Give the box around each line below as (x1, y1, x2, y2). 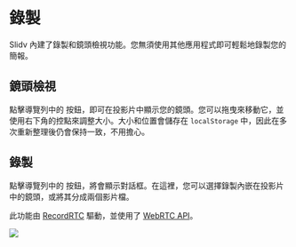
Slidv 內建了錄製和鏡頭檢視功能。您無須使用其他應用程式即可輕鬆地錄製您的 (9, 39, 287, 50)
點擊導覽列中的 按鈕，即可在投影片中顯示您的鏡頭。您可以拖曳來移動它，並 (9, 104, 284, 115)
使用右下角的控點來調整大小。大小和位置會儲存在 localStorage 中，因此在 (9, 115, 280, 125)
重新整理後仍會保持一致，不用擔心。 (16, 126, 149, 137)
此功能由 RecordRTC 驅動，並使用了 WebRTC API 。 (9, 210, 198, 220)
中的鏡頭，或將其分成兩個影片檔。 (9, 191, 134, 202)
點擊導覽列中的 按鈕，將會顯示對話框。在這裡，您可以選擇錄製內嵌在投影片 (9, 179, 284, 191)
